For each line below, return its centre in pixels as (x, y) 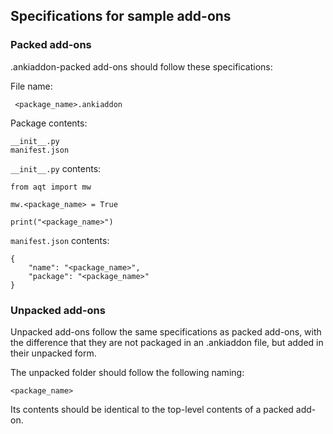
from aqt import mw (51, 187)
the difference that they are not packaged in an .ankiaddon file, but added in (167, 342)
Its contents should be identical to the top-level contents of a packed (152, 409)
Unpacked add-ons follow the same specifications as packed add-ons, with (166, 331)
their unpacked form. (53, 353)
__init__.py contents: (56, 168)
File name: (31, 86)
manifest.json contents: (60, 240)
